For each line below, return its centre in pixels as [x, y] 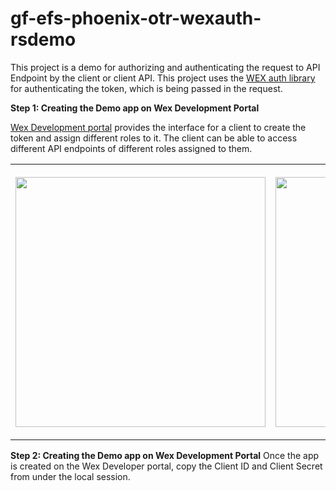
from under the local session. [70, 476]
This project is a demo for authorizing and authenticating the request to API [165, 67]
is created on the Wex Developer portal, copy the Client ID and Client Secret [166, 466]
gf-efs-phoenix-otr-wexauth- [136, 18]
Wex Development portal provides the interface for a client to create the [158, 127]
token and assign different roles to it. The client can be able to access [154, 138]
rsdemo [43, 39]
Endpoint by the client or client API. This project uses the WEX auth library [163, 78]
